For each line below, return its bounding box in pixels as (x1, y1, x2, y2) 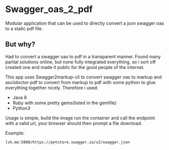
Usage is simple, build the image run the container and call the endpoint (5, 115, 155, 121)
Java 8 (12, 94, 27, 100)
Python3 (12, 105, 30, 111)
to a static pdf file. (5, 25, 43, 31)
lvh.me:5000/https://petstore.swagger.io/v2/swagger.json (5, 139, 130, 144)
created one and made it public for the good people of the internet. (5, 64, 145, 70)
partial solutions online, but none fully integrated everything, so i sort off (5, 59, 156, 65)
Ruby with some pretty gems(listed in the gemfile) (12, 100, 117, 106)
